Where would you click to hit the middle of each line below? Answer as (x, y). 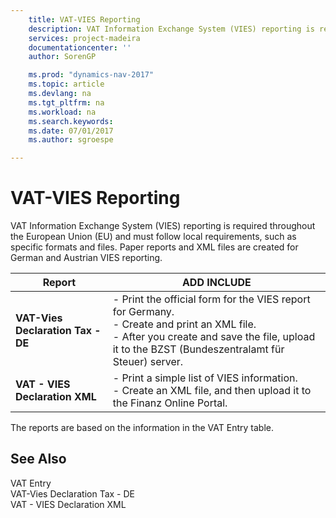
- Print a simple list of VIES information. (205, 378)
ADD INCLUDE (216, 283)
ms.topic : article (66, 84)
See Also (38, 459)
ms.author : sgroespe (71, 140)
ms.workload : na (62, 112)
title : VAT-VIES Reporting (84, 19)
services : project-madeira (84, 38)
